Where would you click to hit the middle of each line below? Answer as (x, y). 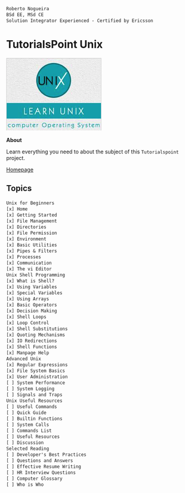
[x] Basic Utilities (32, 245)
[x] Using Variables (32, 287)
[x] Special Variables (34, 293)
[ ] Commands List (29, 431)
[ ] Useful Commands (32, 407)
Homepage (20, 170)
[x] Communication (29, 263)
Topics (19, 188)
